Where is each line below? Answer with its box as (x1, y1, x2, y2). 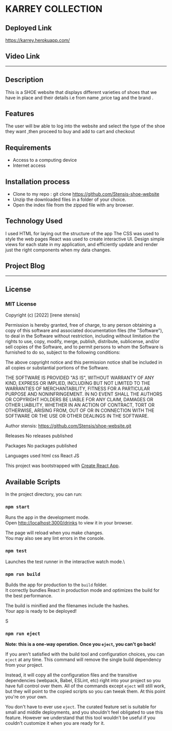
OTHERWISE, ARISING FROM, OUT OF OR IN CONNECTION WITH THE (5, 407, 155, 414)
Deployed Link (5, 24, 52, 32)
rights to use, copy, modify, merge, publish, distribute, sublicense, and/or (5, 339, 160, 345)
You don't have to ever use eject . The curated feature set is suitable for (5, 704, 157, 710)
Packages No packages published (5, 443, 78, 449)
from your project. (5, 662, 44, 668)
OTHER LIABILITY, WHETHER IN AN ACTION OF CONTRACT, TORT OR (5, 402, 155, 408)
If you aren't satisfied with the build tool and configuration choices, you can (5, 651, 165, 658)
